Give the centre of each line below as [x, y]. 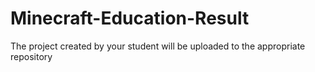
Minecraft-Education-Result [130, 18]
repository [31, 56]
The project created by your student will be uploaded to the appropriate [158, 46]
